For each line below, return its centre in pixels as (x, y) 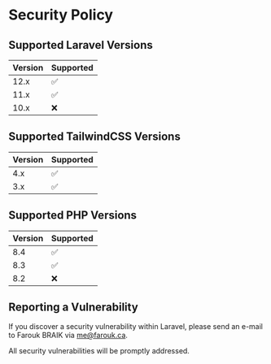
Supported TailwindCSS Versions (94, 137)
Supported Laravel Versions (81, 45)
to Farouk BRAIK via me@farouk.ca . (68, 336)
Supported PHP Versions (72, 216)
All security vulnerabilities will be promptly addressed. (99, 351)
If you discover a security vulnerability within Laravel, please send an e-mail (135, 327)
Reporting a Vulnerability (73, 308)
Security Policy (61, 15)
